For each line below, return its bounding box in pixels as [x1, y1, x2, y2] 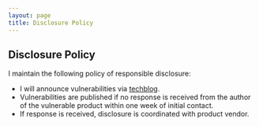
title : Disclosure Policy [8, 19, 93, 27]
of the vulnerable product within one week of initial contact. [19, 101, 214, 110]
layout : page [8, 11, 51, 20]
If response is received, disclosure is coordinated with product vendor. [19, 109, 250, 119]
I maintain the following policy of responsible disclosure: [8, 69, 191, 79]
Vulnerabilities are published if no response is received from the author [19, 92, 251, 102]
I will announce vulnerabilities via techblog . [19, 84, 160, 94]
